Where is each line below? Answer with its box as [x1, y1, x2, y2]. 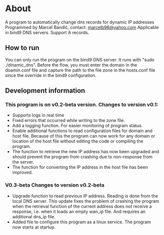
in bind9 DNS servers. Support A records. [5, 29, 89, 35]
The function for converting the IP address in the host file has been [12, 164, 148, 170]
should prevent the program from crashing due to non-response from [12, 154, 153, 160]
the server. [12, 159, 34, 165]
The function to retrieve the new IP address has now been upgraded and [12, 149, 160, 155]
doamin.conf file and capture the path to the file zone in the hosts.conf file [5, 67, 156, 73]
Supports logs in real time [12, 112, 65, 118]
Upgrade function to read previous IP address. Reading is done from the [12, 193, 158, 199]
